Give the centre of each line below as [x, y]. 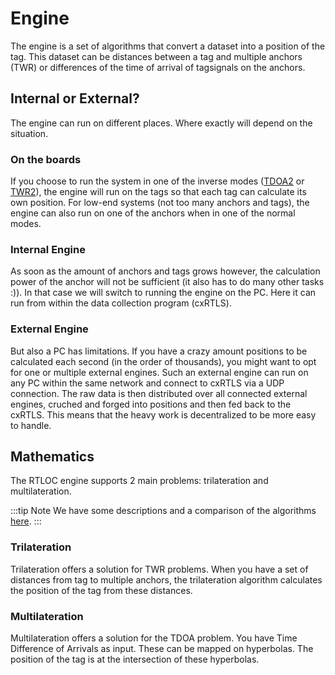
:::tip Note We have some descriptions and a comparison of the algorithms [163, 511]
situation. [29, 133]
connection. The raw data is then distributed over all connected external [159, 393]
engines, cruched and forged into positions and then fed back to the [151, 404]
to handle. [31, 425]
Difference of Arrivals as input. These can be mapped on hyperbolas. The [162, 649]
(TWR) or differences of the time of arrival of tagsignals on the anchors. [158, 67]
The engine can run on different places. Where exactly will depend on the [161, 123]
